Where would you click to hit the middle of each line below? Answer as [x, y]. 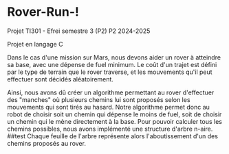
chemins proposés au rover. [46, 143]
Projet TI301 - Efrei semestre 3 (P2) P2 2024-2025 [79, 31]
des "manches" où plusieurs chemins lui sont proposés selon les [99, 99]
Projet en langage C [35, 44]
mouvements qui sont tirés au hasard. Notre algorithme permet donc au [108, 107]
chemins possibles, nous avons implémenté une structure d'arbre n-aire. [110, 129]
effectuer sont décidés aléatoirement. [60, 79]
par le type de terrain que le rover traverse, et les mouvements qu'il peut [110, 72]
